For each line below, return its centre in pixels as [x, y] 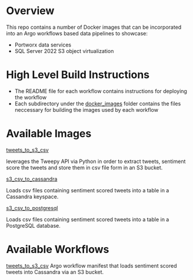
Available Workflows [58, 249]
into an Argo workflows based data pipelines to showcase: [77, 33]
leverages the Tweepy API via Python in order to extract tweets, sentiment [96, 161]
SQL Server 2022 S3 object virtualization [64, 51]
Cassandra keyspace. [32, 196]
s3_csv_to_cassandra [32, 179]
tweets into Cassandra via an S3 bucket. [55, 272]
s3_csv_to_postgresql [32, 208]
